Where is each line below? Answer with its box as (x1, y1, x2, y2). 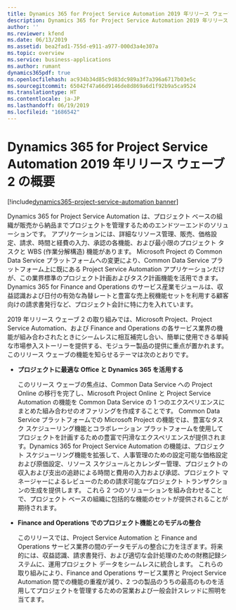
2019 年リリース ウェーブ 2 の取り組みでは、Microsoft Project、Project (7, 315, 212, 323)
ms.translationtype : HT (7, 89, 77, 96)
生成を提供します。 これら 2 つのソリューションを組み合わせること (29, 485, 223, 494)
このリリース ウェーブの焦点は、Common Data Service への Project (17, 380, 213, 388)
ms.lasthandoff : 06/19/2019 (7, 102, 90, 109)
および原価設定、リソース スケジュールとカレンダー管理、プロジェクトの (17, 459, 228, 468)
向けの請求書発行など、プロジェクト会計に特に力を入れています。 (7, 300, 197, 309)
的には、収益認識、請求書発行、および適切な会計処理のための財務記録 (17, 551, 221, 559)
